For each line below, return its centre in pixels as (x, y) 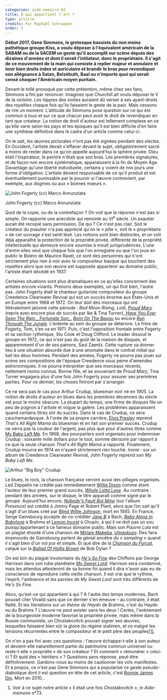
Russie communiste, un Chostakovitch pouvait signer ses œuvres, (73, 620)
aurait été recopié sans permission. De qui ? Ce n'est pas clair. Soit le (76, 224)
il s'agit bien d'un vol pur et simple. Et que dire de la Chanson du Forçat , (79, 543)
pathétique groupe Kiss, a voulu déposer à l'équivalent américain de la (80, 48)
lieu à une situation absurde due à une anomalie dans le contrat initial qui (80, 350)
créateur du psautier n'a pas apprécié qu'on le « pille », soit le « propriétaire (83, 229)
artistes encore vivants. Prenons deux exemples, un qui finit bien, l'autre (79, 286)
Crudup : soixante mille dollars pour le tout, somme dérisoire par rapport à (81, 439)
